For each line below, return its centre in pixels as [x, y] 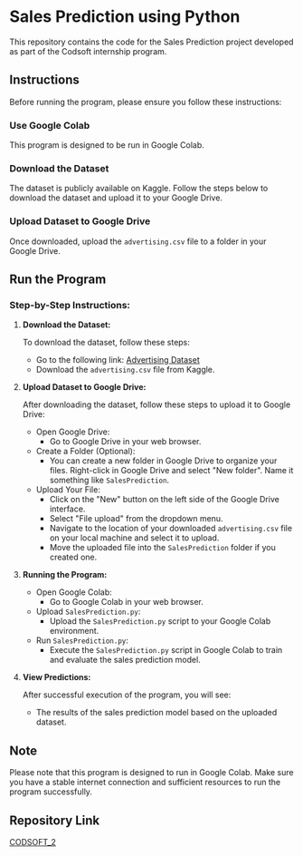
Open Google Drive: [73, 432]
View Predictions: [57, 677]
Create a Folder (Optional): [85, 452]
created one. [73, 557]
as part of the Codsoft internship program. [88, 51]
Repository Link [55, 820]
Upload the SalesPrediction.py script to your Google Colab [160, 621]
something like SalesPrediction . [109, 480]
